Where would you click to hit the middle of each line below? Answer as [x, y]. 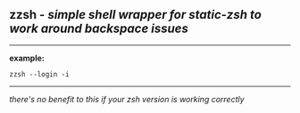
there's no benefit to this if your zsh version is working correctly [127, 99]
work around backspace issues [99, 28]
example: [27, 58]
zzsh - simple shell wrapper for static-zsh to [135, 15]
